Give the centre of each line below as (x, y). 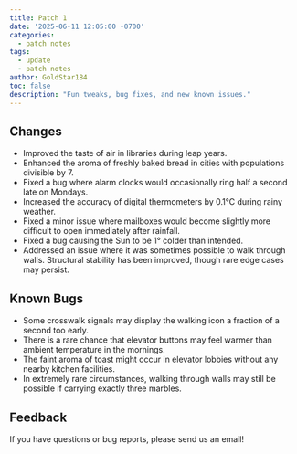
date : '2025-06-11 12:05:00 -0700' (77, 26)
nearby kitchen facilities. (69, 369)
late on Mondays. (55, 192)
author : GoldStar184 (49, 78)
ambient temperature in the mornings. (94, 350)
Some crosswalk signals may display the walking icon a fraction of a (151, 321)
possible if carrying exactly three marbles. (102, 388)
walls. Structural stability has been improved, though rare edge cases (154, 260)
